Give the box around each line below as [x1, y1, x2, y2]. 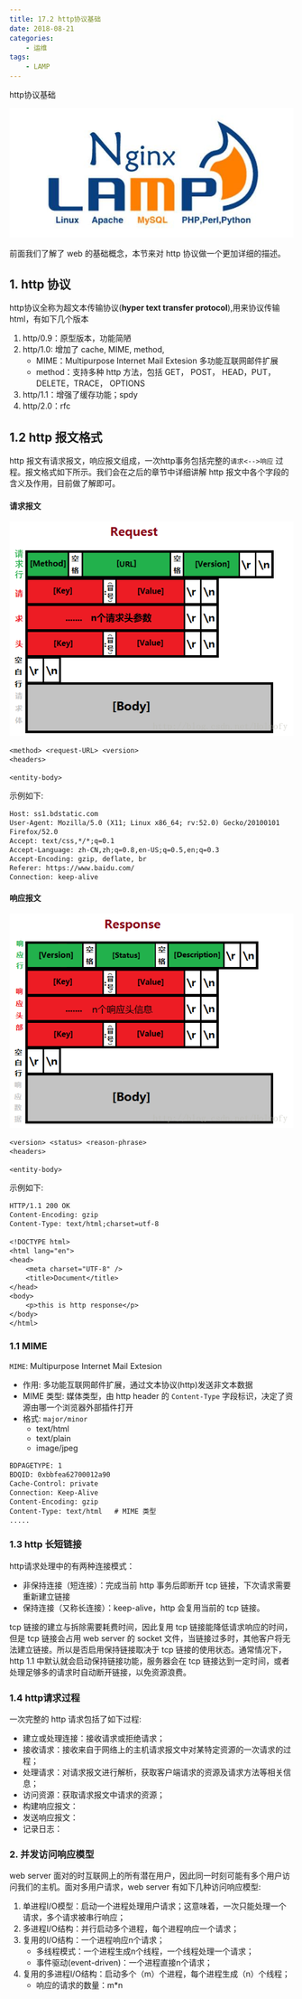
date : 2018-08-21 [9, 23, 75, 33]
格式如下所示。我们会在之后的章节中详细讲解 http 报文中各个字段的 [40, 466, 289, 478]
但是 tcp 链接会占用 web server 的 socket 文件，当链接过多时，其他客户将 [9, 1632, 283, 1644]
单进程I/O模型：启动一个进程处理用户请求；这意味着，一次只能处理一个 [22, 1900, 287, 1911]
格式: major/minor [22, 1412, 88, 1423]
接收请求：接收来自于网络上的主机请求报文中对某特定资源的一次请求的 [22, 1744, 284, 1755]
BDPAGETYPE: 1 [9, 1460, 63, 1470]
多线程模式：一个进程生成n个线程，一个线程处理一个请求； [35, 1946, 254, 1957]
